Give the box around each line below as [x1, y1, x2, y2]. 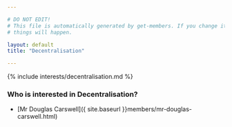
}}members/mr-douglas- [122, 105, 192, 113]
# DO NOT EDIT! [7, 16, 51, 23]
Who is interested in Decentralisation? [7, 90, 138, 100]
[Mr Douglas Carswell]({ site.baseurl [17, 105, 121, 113]
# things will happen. [7, 29, 72, 36]
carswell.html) [17, 113, 58, 121]
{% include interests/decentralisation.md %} [7, 73, 133, 81]
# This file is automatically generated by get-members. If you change [7, 22, 217, 30]
